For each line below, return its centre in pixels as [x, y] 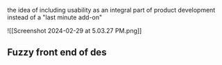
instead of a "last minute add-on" [55, 17]
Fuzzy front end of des [57, 52]
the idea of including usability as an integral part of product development [111, 10]
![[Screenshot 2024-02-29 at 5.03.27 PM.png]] [75, 31]
